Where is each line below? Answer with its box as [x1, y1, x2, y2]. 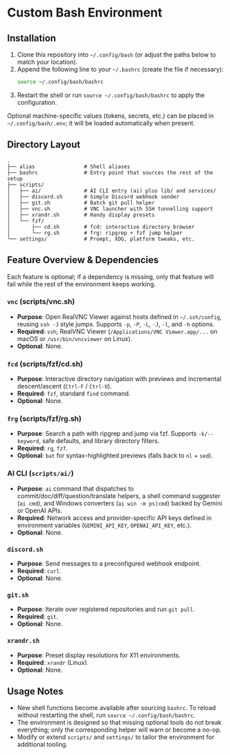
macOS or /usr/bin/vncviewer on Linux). [16, 334, 133, 342]
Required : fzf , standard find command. [16, 389, 130, 397]
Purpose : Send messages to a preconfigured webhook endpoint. [16, 559, 201, 568]
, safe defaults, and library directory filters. [38, 437, 160, 445]
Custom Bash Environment [7, 5, 163, 21]
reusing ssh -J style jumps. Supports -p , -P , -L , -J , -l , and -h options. [16, 320, 215, 328]
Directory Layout [7, 139, 81, 151]
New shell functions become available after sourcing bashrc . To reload [16, 704, 216, 712]
